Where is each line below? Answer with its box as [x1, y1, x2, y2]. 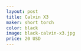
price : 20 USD [6, 36, 41, 42]
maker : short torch [6, 19, 54, 25]
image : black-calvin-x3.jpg [6, 30, 76, 36]
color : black [6, 25, 38, 31]
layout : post [6, 8, 38, 15]
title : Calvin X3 [6, 14, 49, 20]
